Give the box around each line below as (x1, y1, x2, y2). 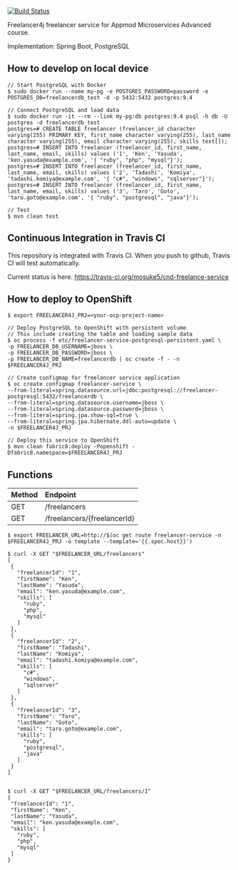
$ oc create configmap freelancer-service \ (7, 380, 142, 388)
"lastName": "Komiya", (16, 650, 84, 658)
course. (7, 29, 30, 36)
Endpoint (45, 490, 77, 500)
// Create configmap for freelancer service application (7, 375, 180, 382)
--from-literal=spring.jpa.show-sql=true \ (7, 412, 139, 419)
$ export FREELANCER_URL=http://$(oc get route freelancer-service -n (7, 532, 222, 539)
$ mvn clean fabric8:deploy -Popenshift (7, 443, 130, 450)
